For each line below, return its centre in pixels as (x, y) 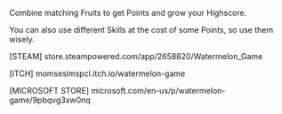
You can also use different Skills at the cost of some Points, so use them (141, 30)
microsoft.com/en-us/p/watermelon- (158, 91)
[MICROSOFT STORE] (49, 91)
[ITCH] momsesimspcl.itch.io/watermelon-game (97, 73)
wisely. (22, 39)
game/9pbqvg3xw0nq (50, 100)
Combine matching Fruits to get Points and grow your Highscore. (128, 13)
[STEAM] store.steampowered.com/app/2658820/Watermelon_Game (136, 56)
